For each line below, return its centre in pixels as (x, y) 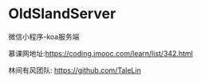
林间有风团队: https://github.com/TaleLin (75, 70)
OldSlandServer (62, 14)
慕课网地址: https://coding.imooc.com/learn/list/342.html (100, 53)
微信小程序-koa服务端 (44, 36)
